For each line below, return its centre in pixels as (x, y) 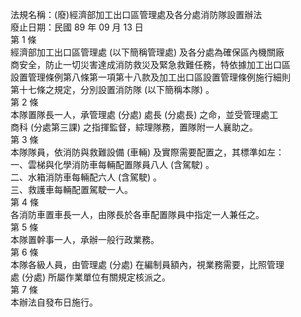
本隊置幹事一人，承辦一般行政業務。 (85, 239)
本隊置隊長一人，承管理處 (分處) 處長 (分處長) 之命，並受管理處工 (144, 114)
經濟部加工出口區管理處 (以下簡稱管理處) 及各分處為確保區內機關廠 (147, 52)
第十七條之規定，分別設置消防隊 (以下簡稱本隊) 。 (112, 89)
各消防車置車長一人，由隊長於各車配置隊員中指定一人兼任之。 (137, 214)
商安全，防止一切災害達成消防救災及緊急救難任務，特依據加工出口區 (150, 64)
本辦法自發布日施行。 (54, 302)
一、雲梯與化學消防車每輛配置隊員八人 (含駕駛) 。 (112, 164)
